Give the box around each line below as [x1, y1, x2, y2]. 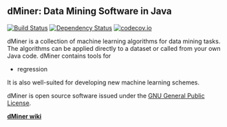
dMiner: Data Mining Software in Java [7, 5, 172, 17]
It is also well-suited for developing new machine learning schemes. [7, 78, 199, 86]
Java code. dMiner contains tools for [7, 51, 111, 60]
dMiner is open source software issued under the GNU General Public [7, 91, 205, 100]
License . [7, 99, 32, 107]
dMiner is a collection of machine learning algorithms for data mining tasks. [7, 37, 221, 45]
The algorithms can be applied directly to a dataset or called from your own [7, 44, 221, 52]
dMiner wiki [7, 112, 42, 120]
